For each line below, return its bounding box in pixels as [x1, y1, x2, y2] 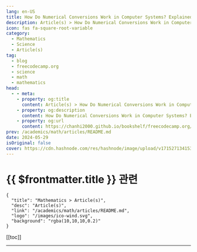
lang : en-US [6, 8, 35, 15]
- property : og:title [16, 96, 69, 102]
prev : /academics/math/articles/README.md [6, 129, 111, 135]
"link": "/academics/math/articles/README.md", [11, 208, 130, 214]
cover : [6, 145, 22, 151]
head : [6, 85, 19, 91]
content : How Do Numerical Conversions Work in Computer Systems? [21, 112, 188, 118]
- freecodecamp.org [11, 63, 59, 69]
